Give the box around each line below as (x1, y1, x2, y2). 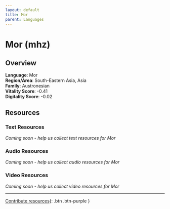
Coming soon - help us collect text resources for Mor (5, 135, 116, 141)
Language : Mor (5, 72, 38, 78)
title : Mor (5, 12, 28, 17)
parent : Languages (5, 17, 44, 22)
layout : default (5, 7, 39, 13)
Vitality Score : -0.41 (5, 88, 48, 94)
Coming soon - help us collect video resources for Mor (5, 183, 120, 189)
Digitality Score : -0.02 (5, 94, 53, 100)
